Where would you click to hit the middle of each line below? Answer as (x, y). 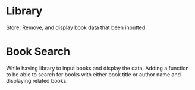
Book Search (38, 52)
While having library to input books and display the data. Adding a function (97, 68)
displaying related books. (37, 80)
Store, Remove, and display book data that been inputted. (76, 27)
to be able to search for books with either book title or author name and (94, 74)
